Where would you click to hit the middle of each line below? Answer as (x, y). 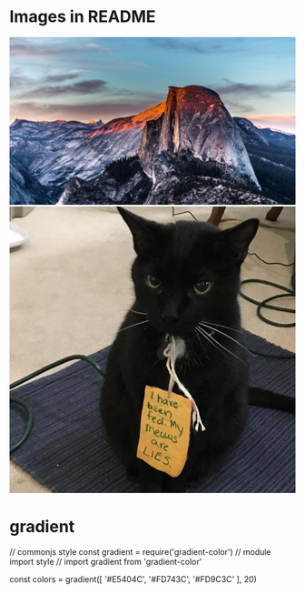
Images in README (83, 17)
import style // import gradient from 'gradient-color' (106, 562)
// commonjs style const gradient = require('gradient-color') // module (140, 552)
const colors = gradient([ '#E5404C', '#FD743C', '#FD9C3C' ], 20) (133, 579)
